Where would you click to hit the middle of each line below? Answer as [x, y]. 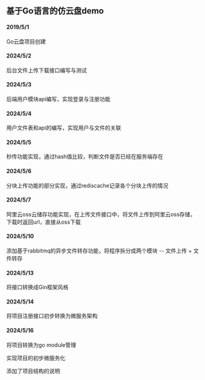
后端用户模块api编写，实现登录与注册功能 [58, 99]
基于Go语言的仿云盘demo [55, 11]
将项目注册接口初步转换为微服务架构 [52, 316]
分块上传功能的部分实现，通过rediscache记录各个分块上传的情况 [87, 185]
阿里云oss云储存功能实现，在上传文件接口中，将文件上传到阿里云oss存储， [101, 214]
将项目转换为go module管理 [41, 344]
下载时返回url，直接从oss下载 [44, 222]
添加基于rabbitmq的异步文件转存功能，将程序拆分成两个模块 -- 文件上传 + [99, 251]
